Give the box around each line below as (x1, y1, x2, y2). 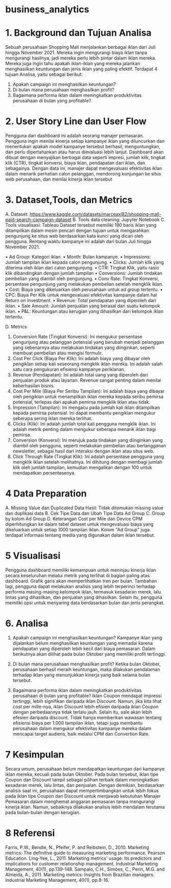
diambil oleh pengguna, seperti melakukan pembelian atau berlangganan (12, 443, 166, 448)
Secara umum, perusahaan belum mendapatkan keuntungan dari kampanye (5, 765, 165, 772)
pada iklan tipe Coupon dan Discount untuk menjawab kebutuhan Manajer (5, 793, 161, 799)
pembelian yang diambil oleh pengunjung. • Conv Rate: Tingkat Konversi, (5, 275, 159, 282)
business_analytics (5, 4, 89, 15)
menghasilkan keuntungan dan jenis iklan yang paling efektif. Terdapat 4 (5, 66, 158, 72)
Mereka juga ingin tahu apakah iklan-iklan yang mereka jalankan (5, 61, 140, 67)
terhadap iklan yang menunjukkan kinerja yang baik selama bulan (12, 672, 151, 678)
